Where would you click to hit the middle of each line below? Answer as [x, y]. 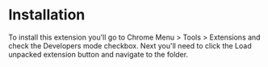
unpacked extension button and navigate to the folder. [98, 54]
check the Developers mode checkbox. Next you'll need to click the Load [130, 45]
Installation [47, 15]
